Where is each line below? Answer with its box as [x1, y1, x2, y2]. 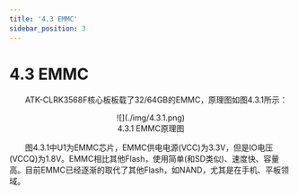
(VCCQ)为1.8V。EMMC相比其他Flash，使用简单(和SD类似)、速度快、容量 [9, 154, 280, 164]
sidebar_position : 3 [9, 23, 87, 33]
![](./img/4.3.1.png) [116, 112, 186, 123]
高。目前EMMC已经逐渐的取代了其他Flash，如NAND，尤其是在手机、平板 [9, 164, 281, 175]
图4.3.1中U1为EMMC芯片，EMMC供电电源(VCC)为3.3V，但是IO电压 [25, 142, 274, 153]
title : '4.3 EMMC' [9, 14, 78, 23]
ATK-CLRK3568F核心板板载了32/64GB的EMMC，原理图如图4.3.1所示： [25, 94, 288, 105]
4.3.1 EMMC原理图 [117, 123, 185, 134]
